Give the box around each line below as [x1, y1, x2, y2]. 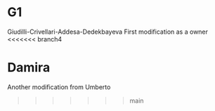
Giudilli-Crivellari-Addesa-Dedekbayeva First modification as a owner [7, 27, 209, 36]
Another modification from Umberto [7, 82, 111, 91]
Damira [7, 60, 51, 76]
